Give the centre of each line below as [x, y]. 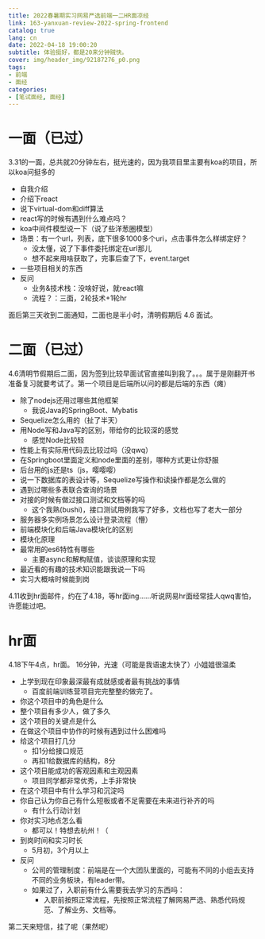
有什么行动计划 [56, 810]
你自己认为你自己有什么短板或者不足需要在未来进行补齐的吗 [117, 801]
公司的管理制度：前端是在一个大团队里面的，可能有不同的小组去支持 [143, 870]
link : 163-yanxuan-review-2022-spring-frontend [88, 23]
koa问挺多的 [35, 172]
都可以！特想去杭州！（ [70, 830]
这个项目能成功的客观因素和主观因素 [79, 771]
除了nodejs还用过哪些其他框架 [69, 400]
